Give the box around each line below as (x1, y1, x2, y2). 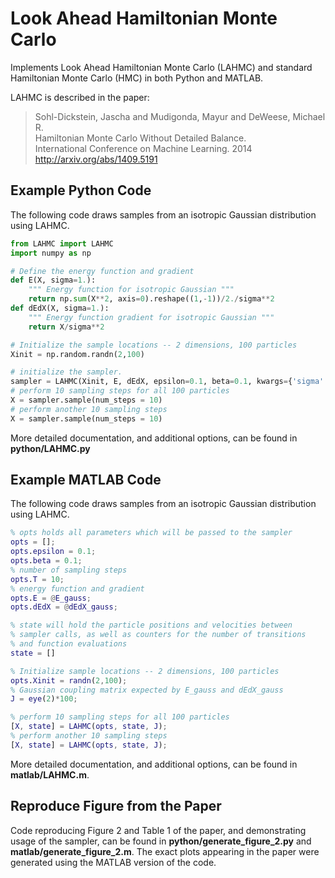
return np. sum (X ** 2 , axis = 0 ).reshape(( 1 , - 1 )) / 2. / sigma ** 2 (28, 294, 275, 304)
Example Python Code (10, 182, 152, 199)
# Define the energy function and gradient (10, 266, 195, 276)
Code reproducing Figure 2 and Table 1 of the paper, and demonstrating (10, 824, 307, 836)
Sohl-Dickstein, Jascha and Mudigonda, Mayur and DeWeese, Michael (34, 110, 326, 122)
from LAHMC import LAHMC (10, 238, 114, 249)
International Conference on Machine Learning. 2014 (34, 142, 253, 154)
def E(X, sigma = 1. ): (10, 275, 97, 286)
